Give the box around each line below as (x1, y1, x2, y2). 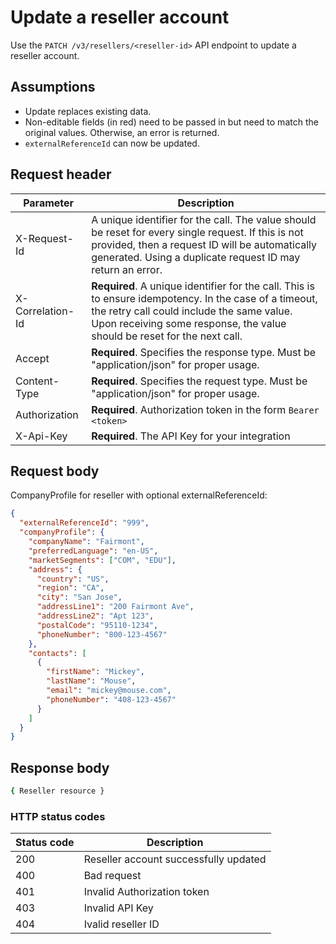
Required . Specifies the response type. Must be (91, 345, 317, 359)
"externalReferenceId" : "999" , (19, 518, 150, 528)
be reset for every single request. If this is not (91, 225, 304, 239)
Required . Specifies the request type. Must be (91, 374, 308, 388)
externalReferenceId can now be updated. (24, 137, 200, 149)
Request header (10, 166, 112, 183)
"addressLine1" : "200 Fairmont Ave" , (36, 602, 195, 612)
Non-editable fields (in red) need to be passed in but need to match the (24, 116, 319, 128)
